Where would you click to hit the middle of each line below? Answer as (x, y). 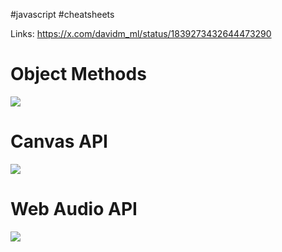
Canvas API (59, 141)
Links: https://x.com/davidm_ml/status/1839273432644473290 (141, 33)
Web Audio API (74, 209)
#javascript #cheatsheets (62, 14)
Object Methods (78, 74)
